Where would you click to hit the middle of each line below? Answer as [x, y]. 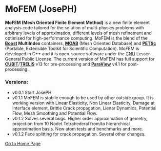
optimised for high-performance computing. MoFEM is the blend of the [76, 38]
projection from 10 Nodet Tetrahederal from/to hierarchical [71, 124]
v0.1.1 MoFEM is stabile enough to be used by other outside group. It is [83, 98]
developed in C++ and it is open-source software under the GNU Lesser [78, 54]
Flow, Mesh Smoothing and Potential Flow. [55, 113]
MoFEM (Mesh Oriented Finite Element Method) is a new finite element [78, 22]
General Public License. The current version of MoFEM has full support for [80, 59]
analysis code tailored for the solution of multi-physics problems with [75, 27]
